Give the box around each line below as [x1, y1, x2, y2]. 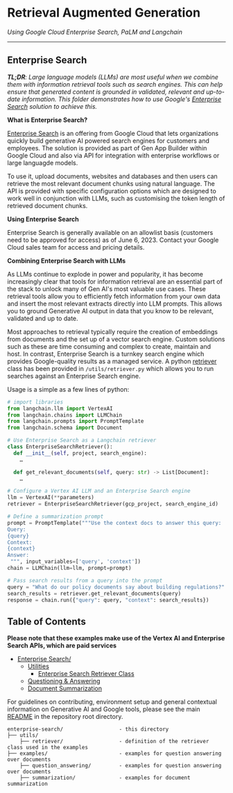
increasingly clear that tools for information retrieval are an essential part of [7, 277, 223, 286]
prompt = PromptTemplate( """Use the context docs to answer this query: [7, 519, 222, 526]
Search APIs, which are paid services [7, 641, 116, 650]
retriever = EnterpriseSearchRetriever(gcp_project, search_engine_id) [7, 500, 218, 507]
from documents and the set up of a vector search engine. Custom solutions [7, 335, 225, 343]
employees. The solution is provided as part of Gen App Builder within [7, 143, 207, 152]
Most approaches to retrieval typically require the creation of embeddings [7, 327, 218, 335]
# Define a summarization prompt [7, 513, 104, 520]
